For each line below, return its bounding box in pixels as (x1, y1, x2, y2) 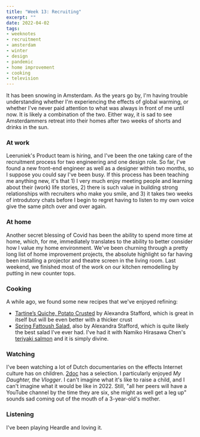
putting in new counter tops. (6, 270, 76, 277)
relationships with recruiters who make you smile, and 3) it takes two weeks (6, 190, 193, 197)
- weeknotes (6, 31, 36, 37)
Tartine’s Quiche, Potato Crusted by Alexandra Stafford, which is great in (14, 310, 194, 317)
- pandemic (6, 59, 34, 65)
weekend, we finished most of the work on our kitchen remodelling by (6, 263, 178, 270)
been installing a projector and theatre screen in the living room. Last (6, 256, 176, 264)
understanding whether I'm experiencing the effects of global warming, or (6, 98, 189, 105)
